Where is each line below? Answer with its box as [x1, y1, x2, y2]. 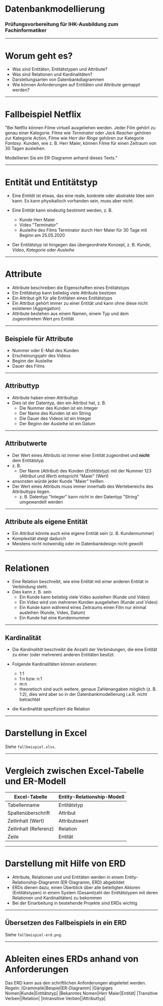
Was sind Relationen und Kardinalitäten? [12, 72, 93, 78]
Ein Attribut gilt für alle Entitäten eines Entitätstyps [12, 295, 113, 301]
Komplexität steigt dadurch [12, 535, 66, 542]
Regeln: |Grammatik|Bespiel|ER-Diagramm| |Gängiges [5, 985, 113, 991]
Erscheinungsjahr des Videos [12, 353, 71, 359]
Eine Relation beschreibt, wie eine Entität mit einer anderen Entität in [12, 579, 149, 585]
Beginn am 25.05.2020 [19, 233, 65, 238]
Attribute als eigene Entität [5, 518, 88, 526]
